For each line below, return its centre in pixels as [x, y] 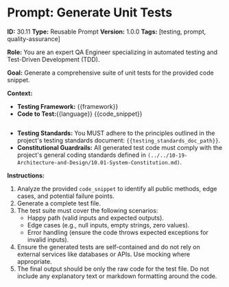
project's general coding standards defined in [81, 155]
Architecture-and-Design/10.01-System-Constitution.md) [98, 162]
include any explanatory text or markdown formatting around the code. [117, 276]
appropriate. [35, 261]
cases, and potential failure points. [65, 196]
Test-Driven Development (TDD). [53, 59]
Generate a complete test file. [59, 203]
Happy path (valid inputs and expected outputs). [96, 218]
